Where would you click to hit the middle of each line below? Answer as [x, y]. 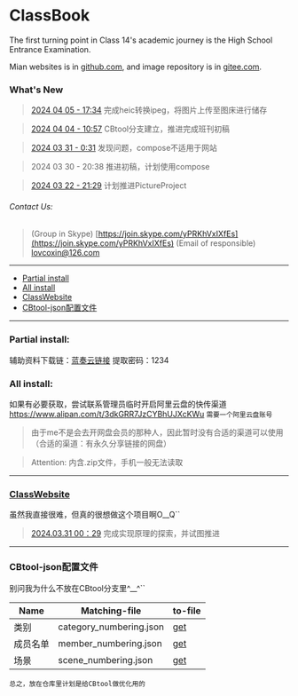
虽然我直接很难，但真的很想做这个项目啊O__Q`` [95, 515]
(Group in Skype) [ [65, 234]
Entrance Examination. [50, 49]
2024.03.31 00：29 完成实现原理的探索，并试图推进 [125, 534]
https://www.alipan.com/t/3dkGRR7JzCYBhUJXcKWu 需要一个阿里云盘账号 [141, 415]
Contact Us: [31, 206]
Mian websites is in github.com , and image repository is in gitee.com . [136, 67]
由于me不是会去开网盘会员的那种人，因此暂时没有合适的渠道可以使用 [157, 432]
